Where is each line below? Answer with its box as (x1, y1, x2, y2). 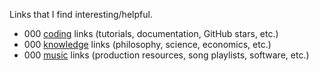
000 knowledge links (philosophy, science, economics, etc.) (23, 39, 272, 50)
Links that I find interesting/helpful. (9, 9, 153, 20)
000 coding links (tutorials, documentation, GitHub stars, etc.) (23, 28, 279, 39)
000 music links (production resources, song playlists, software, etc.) (23, 49, 310, 61)
